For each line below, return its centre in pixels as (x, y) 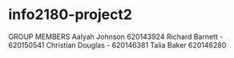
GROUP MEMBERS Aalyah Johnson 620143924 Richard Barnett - (116, 37)
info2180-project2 (70, 15)
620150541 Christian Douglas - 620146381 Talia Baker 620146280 (117, 44)
